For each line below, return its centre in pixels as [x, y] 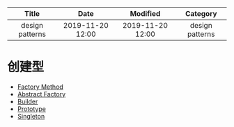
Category [201, 14]
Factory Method [40, 87]
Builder [28, 101]
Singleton [31, 116]
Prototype [32, 109]
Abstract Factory [41, 94]
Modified [145, 14]
